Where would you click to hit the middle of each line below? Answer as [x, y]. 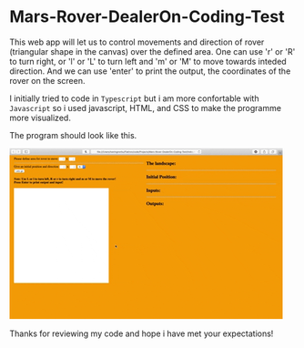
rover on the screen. [47, 80]
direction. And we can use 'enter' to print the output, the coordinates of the [150, 71]
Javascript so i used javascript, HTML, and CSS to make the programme [146, 107]
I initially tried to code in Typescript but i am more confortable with [134, 98]
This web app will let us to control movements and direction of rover [137, 42]
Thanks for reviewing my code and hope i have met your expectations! [142, 333]
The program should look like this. [73, 135]
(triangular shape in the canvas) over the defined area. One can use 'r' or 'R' [152, 51]
